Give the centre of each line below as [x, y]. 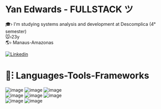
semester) [16, 31]
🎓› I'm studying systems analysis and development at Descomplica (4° [81, 24]
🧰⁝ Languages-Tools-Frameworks [77, 76]
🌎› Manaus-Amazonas [29, 42]
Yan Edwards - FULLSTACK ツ [69, 9]
